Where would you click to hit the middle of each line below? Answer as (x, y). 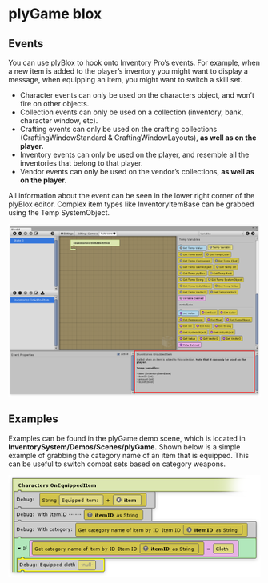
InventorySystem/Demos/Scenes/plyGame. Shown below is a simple (124, 447)
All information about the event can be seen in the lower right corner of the (132, 196)
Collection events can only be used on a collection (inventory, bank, (132, 112)
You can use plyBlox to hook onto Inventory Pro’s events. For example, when (134, 62)
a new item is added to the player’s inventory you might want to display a (128, 71)
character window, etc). (59, 120)
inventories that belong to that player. (81, 163)
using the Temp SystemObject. (59, 212)
